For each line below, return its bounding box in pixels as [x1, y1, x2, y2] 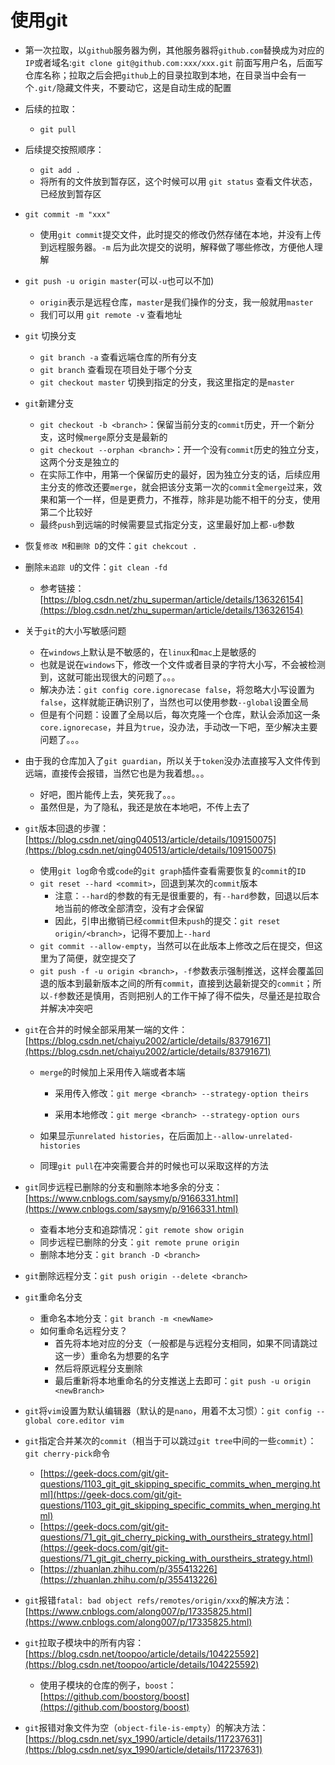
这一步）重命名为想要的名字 [54, 1349, 170, 1361]
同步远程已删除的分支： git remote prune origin [39, 1236, 240, 1248]
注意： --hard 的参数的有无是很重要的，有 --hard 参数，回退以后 [54, 889, 311, 901]
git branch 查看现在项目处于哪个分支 [39, 363, 193, 375]
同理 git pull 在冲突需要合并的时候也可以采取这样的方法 [39, 1159, 269, 1171]
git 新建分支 [24, 397, 75, 409]
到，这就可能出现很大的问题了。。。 [39, 671, 181, 683]
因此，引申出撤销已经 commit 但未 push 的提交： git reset [54, 914, 281, 926]
